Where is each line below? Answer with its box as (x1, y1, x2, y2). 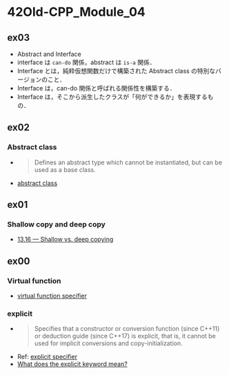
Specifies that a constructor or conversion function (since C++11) (34, 325, 220, 333)
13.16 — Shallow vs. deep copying (17, 235, 114, 244)
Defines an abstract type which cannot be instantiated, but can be (34, 158, 223, 166)
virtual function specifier (17, 291, 88, 300)
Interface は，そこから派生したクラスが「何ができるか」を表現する (17, 93, 208, 101)
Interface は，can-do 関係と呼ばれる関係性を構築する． (17, 84, 176, 92)
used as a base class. (34, 165, 97, 173)
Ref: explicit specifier (17, 353, 78, 361)
